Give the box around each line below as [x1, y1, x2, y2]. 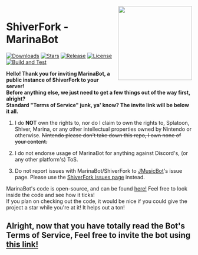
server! [6, 82, 25, 89]
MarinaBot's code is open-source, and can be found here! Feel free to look [6, 185, 187, 192]
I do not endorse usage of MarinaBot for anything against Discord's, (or [14, 149, 189, 156]
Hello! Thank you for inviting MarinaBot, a [6, 70, 110, 77]
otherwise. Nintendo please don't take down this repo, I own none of [14, 131, 181, 138]
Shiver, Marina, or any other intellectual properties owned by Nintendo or [14, 125, 192, 133]
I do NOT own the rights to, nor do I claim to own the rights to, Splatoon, [14, 119, 190, 126]
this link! [6, 240, 38, 250]
